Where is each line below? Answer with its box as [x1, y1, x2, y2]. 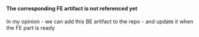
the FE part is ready [6, 24, 55, 32]
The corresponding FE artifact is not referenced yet [6, 5, 137, 12]
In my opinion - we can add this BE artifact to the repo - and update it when [6, 18, 194, 25]
